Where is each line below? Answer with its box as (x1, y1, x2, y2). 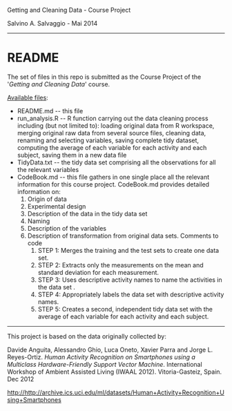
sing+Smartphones (7, 395, 62, 403)
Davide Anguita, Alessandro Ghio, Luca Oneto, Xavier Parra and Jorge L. (7, 345, 213, 354)
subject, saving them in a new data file (17, 151, 127, 159)
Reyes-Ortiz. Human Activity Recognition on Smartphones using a (7, 352, 195, 361)
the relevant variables (17, 165, 79, 173)
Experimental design (27, 202, 86, 210)
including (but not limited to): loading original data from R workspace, (17, 121, 215, 130)
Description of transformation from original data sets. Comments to (27, 231, 219, 240)
